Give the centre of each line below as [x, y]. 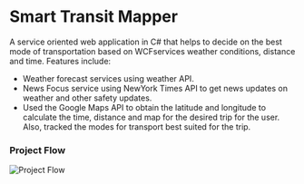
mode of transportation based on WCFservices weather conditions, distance [152, 51]
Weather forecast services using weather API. [108, 78]
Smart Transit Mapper [94, 17]
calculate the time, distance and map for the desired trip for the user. [151, 117]
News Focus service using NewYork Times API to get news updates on [155, 88]
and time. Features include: [60, 61]
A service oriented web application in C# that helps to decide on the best [146, 42]
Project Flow [38, 150]
